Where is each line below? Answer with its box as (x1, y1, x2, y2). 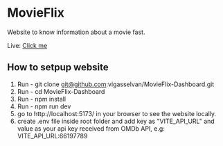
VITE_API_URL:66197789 (17, 131, 88, 140)
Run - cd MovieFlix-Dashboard (17, 87, 105, 95)
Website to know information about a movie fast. (7, 28, 145, 36)
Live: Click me (7, 41, 48, 49)
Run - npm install (17, 95, 66, 103)
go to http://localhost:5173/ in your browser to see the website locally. (17, 109, 217, 117)
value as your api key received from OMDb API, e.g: (17, 124, 165, 133)
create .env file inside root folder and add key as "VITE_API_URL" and (17, 117, 215, 125)
